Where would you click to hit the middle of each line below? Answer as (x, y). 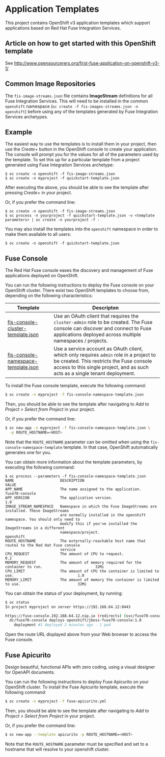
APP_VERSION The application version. (59, 498)
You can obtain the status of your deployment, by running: (64, 593)
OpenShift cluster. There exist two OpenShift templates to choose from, (77, 290)
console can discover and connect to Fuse (103, 328)
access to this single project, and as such (101, 367)
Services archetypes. (27, 116)
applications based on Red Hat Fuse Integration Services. (63, 28)
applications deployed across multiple (97, 335)
